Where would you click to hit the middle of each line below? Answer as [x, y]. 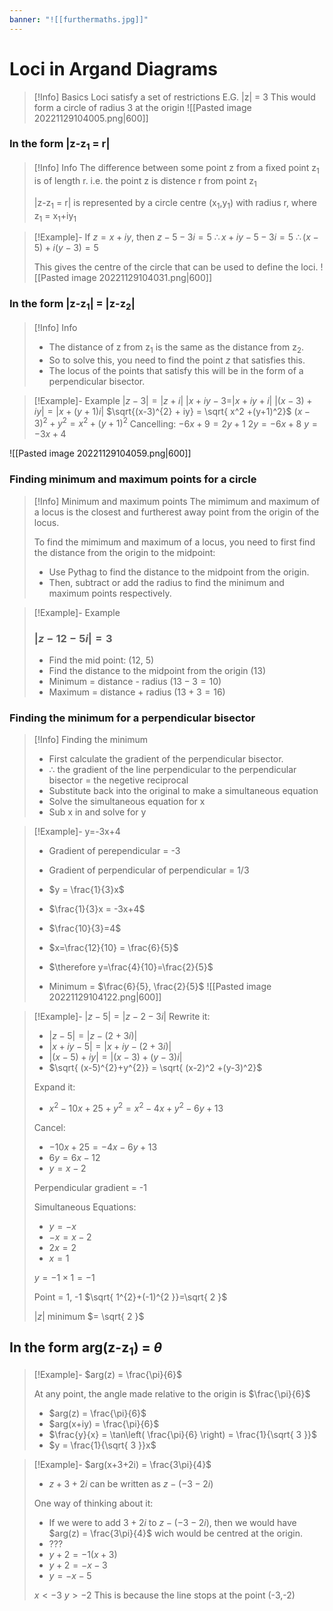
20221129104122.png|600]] [105, 997]
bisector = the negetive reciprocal [118, 780]
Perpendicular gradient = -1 [90, 1187]
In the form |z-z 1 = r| [60, 145]
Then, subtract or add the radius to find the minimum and [166, 582]
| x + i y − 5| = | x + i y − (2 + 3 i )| [110, 1047]
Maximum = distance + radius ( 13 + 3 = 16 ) [137, 692]
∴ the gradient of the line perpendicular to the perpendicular [172, 770]
